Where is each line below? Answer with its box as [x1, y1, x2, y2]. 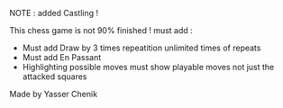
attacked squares [22, 71, 87, 82]
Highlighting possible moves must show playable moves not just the [22, 62, 275, 72]
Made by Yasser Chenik [9, 89, 97, 99]
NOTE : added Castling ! [9, 8, 99, 18]
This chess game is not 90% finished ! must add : [9, 25, 194, 35]
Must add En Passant [22, 52, 102, 62]
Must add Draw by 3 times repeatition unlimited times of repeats [22, 42, 261, 53]
